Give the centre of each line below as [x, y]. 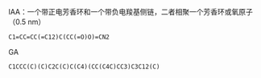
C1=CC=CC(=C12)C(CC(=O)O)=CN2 [59, 37]
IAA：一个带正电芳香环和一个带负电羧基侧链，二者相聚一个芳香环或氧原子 [131, 12]
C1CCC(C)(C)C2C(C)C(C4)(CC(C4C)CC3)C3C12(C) [84, 67]
